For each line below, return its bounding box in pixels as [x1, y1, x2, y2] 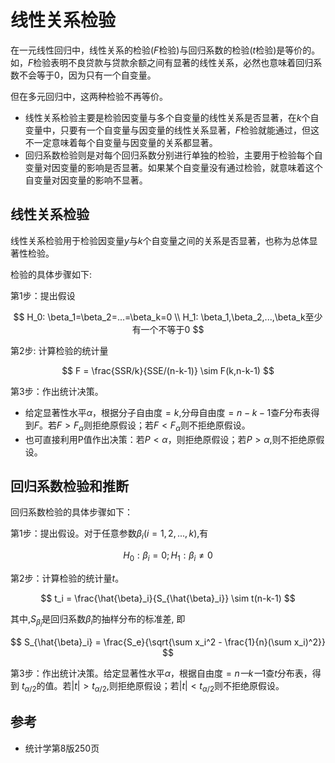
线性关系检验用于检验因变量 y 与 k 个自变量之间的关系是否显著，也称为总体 [10, 234, 310, 246]
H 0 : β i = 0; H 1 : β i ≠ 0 [123, 549, 213, 563]
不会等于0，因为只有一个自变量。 [18, 69, 157, 81]
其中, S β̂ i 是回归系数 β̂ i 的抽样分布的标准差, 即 [10, 612, 186, 629]
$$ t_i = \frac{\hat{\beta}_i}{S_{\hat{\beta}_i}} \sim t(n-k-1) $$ [40, 592, 296, 604]
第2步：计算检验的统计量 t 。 [10, 572, 125, 584]
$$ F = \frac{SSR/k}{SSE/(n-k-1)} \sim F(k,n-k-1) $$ [61, 364, 275, 376]
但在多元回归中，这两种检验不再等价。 [10, 90, 168, 102]
